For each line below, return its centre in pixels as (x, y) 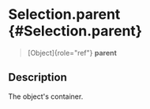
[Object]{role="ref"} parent (72, 53)
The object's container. (46, 96)
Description (37, 77)
